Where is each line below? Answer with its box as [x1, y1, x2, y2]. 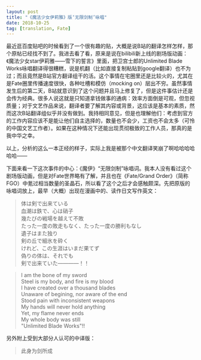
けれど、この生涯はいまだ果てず [20, 245, 100, 252]
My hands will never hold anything [20, 303, 106, 310]
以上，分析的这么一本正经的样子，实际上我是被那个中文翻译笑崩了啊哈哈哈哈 [6, 144, 195, 152]
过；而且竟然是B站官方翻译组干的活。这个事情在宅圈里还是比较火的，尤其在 [6, 72, 193, 79]
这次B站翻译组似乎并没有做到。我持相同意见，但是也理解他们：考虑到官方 [11, 110, 193, 117]
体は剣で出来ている [20, 200, 69, 207]
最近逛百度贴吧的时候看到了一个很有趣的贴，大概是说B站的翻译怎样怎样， [6, 42, 188, 50]
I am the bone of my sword [20, 272, 87, 279]
